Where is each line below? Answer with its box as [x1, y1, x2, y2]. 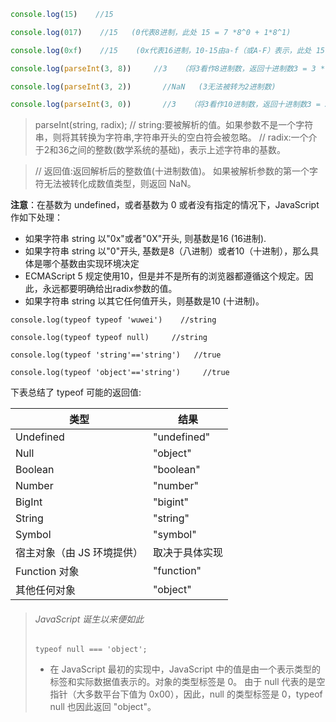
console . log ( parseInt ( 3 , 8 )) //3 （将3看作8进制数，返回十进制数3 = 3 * [10, 63, 326, 74]
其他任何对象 [15, 583, 77, 597]
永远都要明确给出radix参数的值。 [42, 283, 178, 295]
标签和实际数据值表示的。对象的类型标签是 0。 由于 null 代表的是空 [49, 676, 326, 688]
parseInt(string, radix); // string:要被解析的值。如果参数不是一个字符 [34, 119, 314, 131]
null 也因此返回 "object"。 [49, 701, 157, 713]
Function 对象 [15, 565, 80, 579]
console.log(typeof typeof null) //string [10, 333, 208, 343]
